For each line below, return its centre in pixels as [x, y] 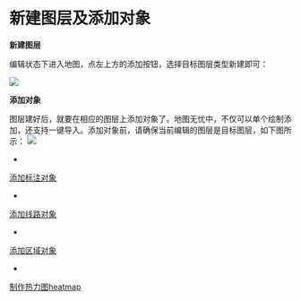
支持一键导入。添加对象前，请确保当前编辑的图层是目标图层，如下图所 [162, 130]
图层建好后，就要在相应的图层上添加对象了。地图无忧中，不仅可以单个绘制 [146, 118]
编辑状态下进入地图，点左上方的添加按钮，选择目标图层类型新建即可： [139, 64]
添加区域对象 [33, 250]
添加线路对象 [33, 214]
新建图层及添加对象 [80, 18]
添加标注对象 [33, 177]
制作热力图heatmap [45, 287]
